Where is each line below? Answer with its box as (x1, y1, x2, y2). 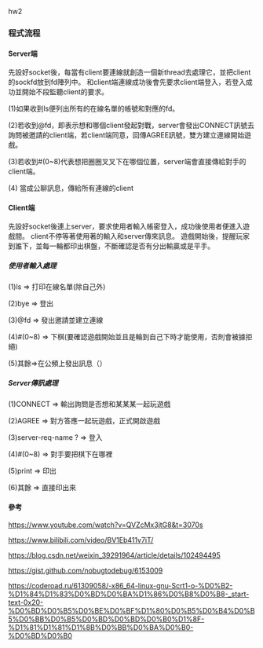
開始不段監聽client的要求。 (21, 87, 108, 97)
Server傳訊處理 (8, 378, 59, 387)
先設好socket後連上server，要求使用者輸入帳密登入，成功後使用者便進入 (8, 221, 243, 231)
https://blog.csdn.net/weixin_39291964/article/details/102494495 (8, 551, 221, 560)
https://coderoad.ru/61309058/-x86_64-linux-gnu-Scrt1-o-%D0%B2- (8, 581, 233, 591)
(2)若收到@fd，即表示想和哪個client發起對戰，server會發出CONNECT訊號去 (8, 121, 255, 130)
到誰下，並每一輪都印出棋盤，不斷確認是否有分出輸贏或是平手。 (8, 241, 214, 251)
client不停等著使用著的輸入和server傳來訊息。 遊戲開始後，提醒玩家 (30, 232, 250, 241)
